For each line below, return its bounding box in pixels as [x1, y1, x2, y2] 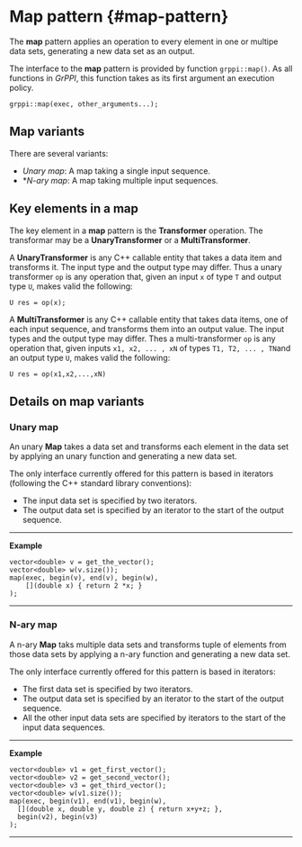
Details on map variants [9, 393, 145, 409]
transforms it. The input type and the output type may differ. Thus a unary [9, 261, 283, 272]
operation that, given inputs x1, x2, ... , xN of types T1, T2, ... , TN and [9, 342, 291, 353]
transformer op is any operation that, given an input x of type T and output [9, 271, 282, 282]
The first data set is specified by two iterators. [22, 683, 193, 694]
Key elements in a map [9, 201, 139, 217]
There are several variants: [9, 148, 109, 158]
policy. [9, 82, 34, 93]
